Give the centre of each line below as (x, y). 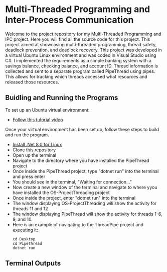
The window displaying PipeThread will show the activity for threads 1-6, (87, 214)
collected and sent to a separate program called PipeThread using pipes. (80, 71)
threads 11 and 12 (30, 208)
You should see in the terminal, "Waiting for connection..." (72, 182)
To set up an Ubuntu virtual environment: (47, 110)
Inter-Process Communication (69, 20)
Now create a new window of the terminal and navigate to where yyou (85, 187)
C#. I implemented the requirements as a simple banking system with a (78, 60)
